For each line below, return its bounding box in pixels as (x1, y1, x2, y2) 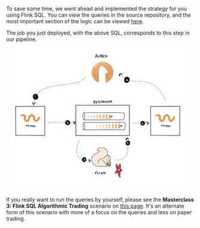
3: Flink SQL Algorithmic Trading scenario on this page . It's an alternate (6, 202, 184, 209)
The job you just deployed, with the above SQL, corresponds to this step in (6, 29, 190, 36)
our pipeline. (6, 36, 37, 42)
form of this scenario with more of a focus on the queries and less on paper (6, 209, 192, 216)
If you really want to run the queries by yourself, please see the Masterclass (6, 196, 194, 204)
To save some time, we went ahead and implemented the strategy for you (6, 5, 187, 12)
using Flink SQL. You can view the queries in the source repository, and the (6, 11, 191, 19)
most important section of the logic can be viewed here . (6, 18, 144, 24)
